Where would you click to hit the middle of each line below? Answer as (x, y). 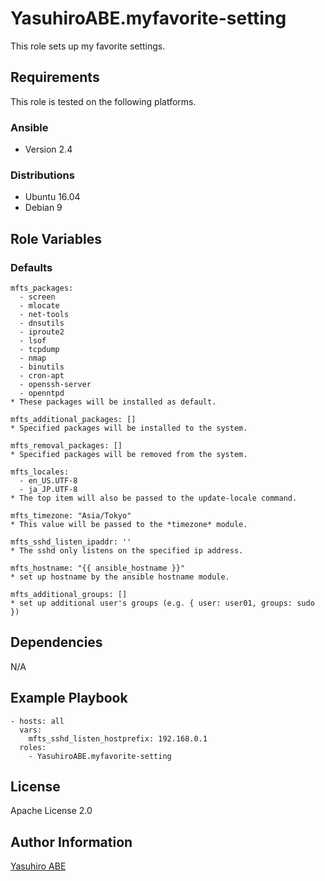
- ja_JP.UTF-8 (48, 490)
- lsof (33, 341)
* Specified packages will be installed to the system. (129, 428)
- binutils (42, 367)
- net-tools (44, 315)
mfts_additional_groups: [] (69, 595)
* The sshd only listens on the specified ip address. (127, 551)
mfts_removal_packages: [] (66, 446)
